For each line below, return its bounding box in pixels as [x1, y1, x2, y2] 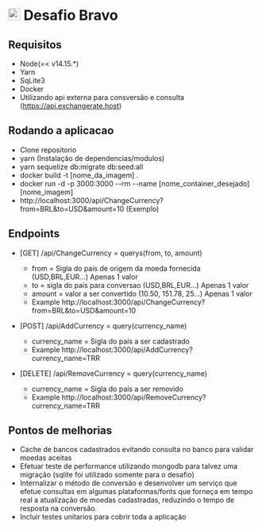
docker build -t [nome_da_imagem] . [19, 170, 139, 180]
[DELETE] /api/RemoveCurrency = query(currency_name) [19, 368, 208, 378]
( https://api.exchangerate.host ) [19, 102, 122, 110]
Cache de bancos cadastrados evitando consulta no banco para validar [19, 445, 254, 454]
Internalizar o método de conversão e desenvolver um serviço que [19, 478, 237, 488]
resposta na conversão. [19, 504, 98, 513]
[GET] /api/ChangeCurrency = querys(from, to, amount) [19, 248, 202, 258]
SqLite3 [19, 76, 45, 85]
